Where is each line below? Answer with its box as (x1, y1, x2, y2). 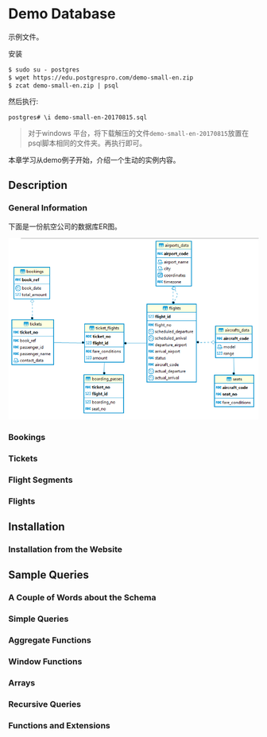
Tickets (8, 453, 38, 464)
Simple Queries (8, 613, 69, 624)
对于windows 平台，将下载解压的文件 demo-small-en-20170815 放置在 (27, 128, 249, 137)
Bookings (8, 431, 46, 442)
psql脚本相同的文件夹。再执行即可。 (27, 138, 147, 148)
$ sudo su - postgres (8, 65, 80, 74)
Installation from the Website (8, 543, 123, 554)
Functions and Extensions (8, 720, 110, 731)
